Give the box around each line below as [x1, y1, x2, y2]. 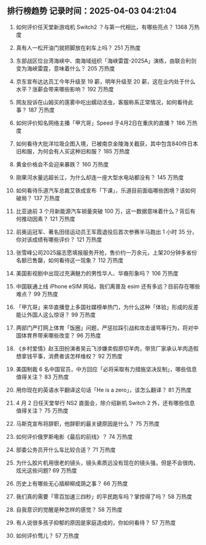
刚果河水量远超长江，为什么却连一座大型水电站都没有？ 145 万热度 [15, 174, 184, 181]
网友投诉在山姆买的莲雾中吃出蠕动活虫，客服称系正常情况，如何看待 [15, 98, 188, 106]
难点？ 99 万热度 [15, 290, 59, 298]
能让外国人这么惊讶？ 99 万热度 [15, 311, 96, 318]
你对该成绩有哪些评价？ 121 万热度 [15, 236, 102, 243]
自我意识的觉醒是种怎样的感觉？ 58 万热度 [15, 506, 123, 513]
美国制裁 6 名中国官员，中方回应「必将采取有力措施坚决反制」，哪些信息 [15, 365, 197, 373]
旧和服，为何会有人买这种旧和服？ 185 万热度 [15, 147, 131, 155]
